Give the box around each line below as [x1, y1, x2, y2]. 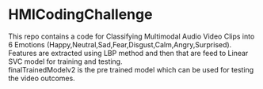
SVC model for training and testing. [8, 57, 123, 66]
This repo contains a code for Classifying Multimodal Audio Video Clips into [8, 32, 255, 41]
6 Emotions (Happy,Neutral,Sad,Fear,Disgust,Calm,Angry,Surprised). [8, 39, 232, 49]
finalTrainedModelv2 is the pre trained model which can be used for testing [8, 65, 254, 74]
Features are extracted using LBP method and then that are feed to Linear [8, 48, 249, 57]
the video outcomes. [8, 73, 75, 83]
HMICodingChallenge [8, 6, 153, 24]
